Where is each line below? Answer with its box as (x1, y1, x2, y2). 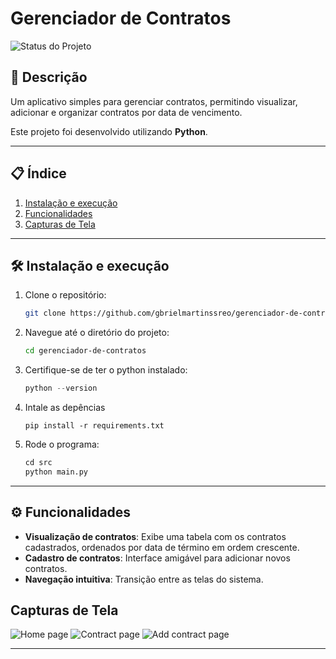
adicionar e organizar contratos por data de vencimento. (10, 106, 243, 118)
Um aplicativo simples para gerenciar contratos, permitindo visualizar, (10, 95, 298, 107)
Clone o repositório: (24, 289, 107, 301)
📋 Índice (10, 165, 67, 182)
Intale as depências (24, 402, 106, 413)
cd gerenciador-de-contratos (24, 346, 147, 356)
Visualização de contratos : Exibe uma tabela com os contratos (24, 530, 287, 542)
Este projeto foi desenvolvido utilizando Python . (10, 125, 208, 137)
